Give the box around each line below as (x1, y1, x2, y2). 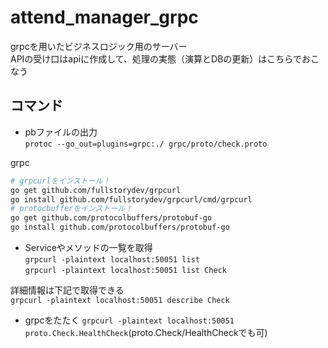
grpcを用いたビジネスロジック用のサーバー (10, 40, 188, 52)
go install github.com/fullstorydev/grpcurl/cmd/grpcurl (10, 194, 253, 205)
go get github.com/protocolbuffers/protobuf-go (10, 213, 213, 223)
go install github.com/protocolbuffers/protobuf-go (10, 222, 230, 233)
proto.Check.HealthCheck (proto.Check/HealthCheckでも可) (24, 327, 268, 338)
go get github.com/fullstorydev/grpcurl (10, 185, 182, 195)
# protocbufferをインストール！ (10, 204, 133, 214)
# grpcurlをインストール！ (10, 176, 111, 186)
